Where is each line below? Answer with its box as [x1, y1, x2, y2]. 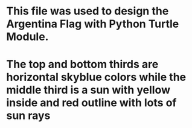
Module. [6, 30, 49, 43]
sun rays [6, 109, 51, 123]
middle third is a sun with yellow [6, 83, 171, 97]
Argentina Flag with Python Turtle [6, 17, 179, 31]
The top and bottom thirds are [6, 57, 159, 71]
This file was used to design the [6, 4, 169, 18]
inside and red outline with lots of [6, 96, 177, 110]
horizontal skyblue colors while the [6, 71, 186, 84]
